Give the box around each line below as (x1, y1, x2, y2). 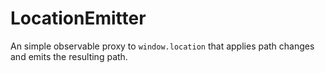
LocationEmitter (10, 7, 147, 30)
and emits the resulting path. (10, 50, 128, 62)
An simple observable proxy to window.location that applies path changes (10, 40, 315, 52)
